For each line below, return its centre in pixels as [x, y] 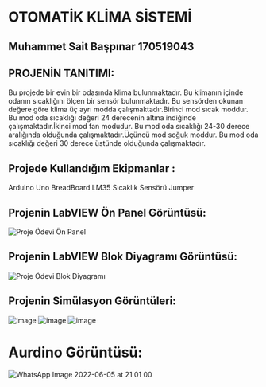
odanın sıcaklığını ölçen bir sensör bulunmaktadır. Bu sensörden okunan [126, 101]
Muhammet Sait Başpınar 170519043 [101, 47]
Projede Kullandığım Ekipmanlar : [92, 168]
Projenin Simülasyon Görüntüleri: [92, 301]
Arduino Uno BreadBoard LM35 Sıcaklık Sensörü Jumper [101, 188]
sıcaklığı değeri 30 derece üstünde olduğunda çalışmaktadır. [107, 143]
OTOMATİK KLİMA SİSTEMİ [100, 17]
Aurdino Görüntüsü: [75, 352]
